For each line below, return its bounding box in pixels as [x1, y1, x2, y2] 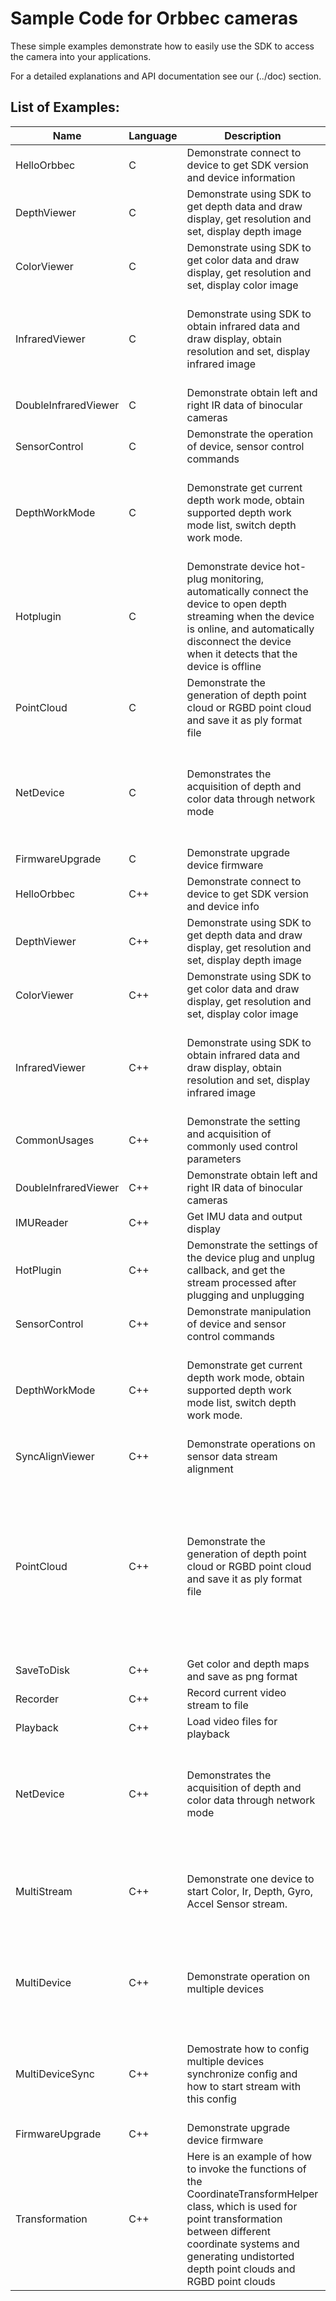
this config [186, 2092, 237, 2106]
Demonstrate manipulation [186, 1304, 312, 1318]
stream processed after [186, 1275, 297, 1289]
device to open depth [186, 597, 288, 611]
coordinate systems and [186, 2237, 300, 2251]
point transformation [186, 2212, 283, 2226]
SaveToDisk [15, 1663, 71, 1677]
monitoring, [209, 572, 265, 586]
